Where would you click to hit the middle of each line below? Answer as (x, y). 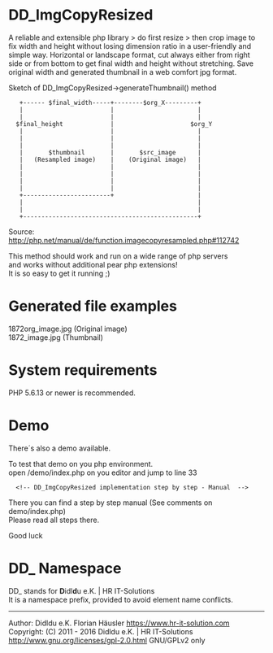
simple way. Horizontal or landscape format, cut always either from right (129, 54)
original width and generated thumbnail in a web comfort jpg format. (123, 72)
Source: (22, 231)
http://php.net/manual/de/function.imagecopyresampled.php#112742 (124, 240)
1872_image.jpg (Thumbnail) (56, 337)
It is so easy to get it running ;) (59, 273)
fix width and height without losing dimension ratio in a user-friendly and (130, 46)
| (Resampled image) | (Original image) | (110, 159)
